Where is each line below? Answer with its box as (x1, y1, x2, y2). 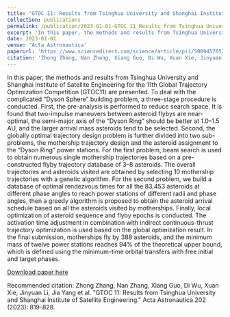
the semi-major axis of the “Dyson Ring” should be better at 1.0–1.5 (31, 117, 220, 125)
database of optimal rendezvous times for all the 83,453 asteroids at (7, 182, 200, 190)
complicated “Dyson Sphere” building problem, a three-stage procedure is (7, 95, 217, 103)
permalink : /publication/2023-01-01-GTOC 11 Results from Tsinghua (7, 23, 204, 29)
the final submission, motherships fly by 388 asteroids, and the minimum (7, 233, 212, 241)
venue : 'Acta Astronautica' (7, 42, 88, 49)
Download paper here (7, 268, 68, 276)
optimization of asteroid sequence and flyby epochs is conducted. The (7, 211, 207, 219)
